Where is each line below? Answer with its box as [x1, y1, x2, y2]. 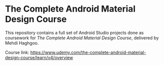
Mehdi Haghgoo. [5, 40, 39, 46]
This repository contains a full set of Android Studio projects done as [5, 30, 144, 35]
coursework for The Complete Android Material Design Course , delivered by [5, 35, 159, 41]
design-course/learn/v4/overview [5, 54, 73, 60]
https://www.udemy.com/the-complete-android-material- [30, 49, 146, 55]
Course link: [5, 49, 29, 55]
